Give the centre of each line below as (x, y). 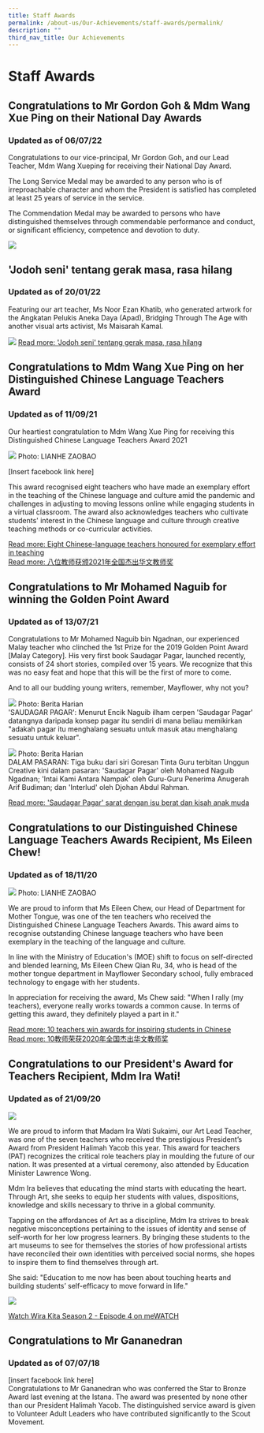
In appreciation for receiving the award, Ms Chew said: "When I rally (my (126, 997)
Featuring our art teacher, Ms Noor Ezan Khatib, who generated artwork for (130, 309)
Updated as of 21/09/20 (54, 1099)
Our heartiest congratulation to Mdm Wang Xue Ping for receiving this (121, 432)
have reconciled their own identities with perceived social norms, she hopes (132, 1253)
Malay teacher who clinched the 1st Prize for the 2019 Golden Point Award (128, 647)
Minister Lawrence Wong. (50, 1173)
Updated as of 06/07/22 (55, 140)
